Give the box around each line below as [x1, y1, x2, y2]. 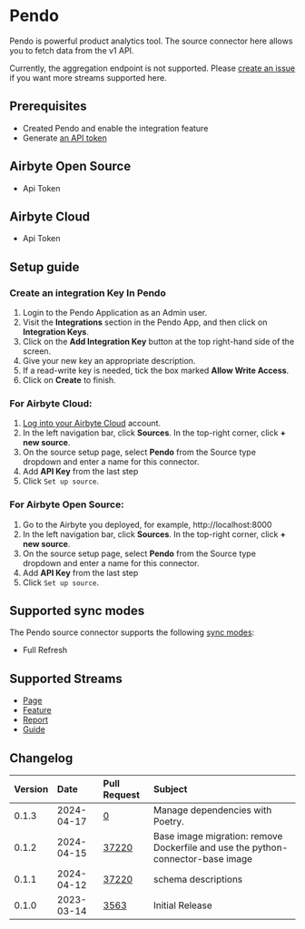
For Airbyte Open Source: [9, 498, 124, 511]
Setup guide [9, 259, 80, 275]
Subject [152, 783, 188, 796]
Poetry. [152, 816, 184, 828]
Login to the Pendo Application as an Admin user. [22, 308, 207, 318]
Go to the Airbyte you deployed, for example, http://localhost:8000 [22, 519, 272, 530]
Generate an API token [22, 132, 107, 143]
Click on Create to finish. [22, 375, 116, 386]
